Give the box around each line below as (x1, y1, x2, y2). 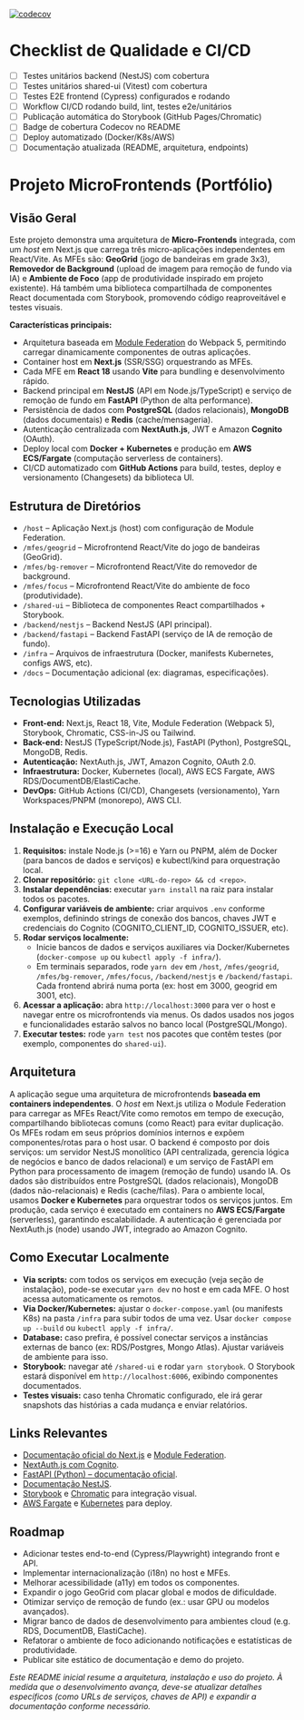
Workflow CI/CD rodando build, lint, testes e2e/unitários (22, 101, 232, 113)
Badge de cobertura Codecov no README (22, 122, 181, 133)
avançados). (22, 1607, 70, 1617)
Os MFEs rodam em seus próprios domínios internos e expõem (9, 1126, 245, 1138)
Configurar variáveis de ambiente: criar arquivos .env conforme (22, 903, 266, 914)
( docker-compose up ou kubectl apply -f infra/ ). (35, 951, 221, 962)
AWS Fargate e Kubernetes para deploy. (22, 1498, 172, 1509)
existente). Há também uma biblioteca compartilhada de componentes (9, 282, 272, 294)
